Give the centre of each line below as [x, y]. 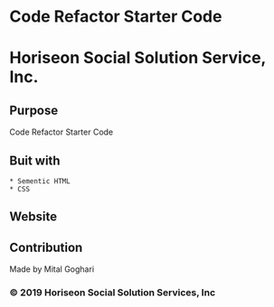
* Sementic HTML [40, 181]
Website [33, 217]
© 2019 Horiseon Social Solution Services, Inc [113, 293]
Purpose [34, 110]
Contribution [46, 247]
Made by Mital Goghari [52, 269]
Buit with [35, 160]
